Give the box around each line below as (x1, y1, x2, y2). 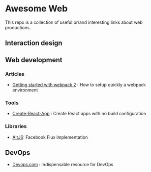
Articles (5, 70, 25, 77)
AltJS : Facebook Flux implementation (12, 134, 88, 140)
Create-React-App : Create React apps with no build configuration (12, 111, 147, 117)
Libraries (5, 123, 27, 130)
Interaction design (5, 39, 62, 47)
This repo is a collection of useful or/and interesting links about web (5, 19, 143, 25)
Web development (5, 55, 62, 64)
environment (12, 87, 38, 93)
